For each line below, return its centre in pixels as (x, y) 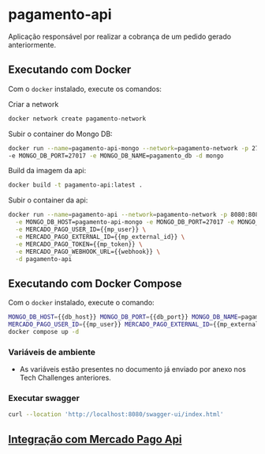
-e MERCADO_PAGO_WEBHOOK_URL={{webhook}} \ (88, 252)
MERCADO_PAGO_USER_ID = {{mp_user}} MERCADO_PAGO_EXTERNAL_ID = (111, 325)
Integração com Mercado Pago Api (95, 439)
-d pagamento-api (44, 259)
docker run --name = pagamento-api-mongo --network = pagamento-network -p (128, 148)
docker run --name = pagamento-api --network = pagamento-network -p (118, 215)
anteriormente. (32, 44)
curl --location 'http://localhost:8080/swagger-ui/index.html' (116, 414)
